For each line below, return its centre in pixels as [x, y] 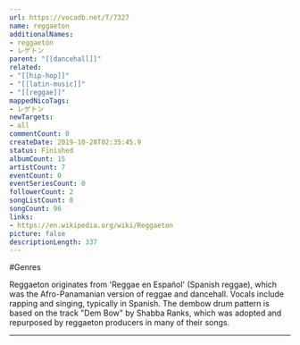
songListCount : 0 [42, 201]
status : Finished [42, 150]
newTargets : [31, 117]
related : [25, 68]
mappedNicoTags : [39, 101]
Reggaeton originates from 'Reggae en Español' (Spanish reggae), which [143, 285]
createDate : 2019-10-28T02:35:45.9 [75, 142]
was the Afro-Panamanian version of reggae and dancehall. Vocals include [146, 294]
